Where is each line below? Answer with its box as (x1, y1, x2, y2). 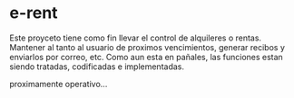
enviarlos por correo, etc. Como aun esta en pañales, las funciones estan (9, 51, 283, 62)
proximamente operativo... (9, 78, 108, 89)
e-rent (9, 3, 58, 23)
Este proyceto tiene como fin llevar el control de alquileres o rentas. (9, 32, 261, 43)
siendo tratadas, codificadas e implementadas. (9, 61, 184, 72)
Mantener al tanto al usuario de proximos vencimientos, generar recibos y (9, 41, 286, 52)
